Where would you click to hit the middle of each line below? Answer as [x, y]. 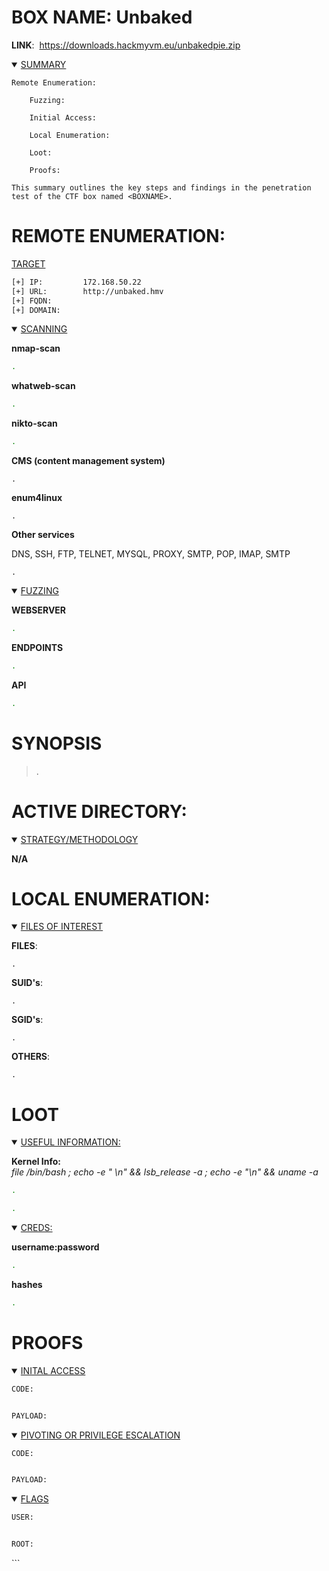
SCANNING [44, 329]
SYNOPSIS [57, 743]
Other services [43, 534]
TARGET [28, 263]
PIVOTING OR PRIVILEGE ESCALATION [100, 1435]
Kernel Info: [36, 1162]
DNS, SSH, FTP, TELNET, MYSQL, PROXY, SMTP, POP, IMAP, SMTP [151, 554]
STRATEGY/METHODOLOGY [79, 839]
